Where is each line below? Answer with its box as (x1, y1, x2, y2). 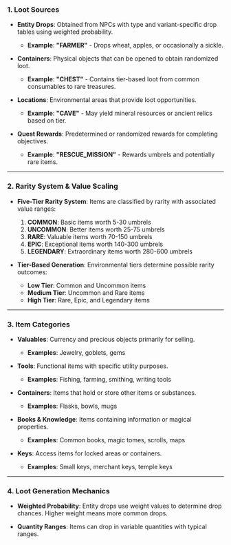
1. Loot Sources (7, 5, 60, 14)
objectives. (16, 137, 49, 145)
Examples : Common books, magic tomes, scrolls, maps (27, 435, 186, 444)
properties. (16, 422, 49, 431)
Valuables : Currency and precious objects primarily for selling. (16, 335, 195, 343)
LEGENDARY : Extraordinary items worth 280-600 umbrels (27, 247, 192, 256)
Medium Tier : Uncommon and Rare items (27, 288, 146, 297)
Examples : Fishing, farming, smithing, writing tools (27, 375, 172, 383)
